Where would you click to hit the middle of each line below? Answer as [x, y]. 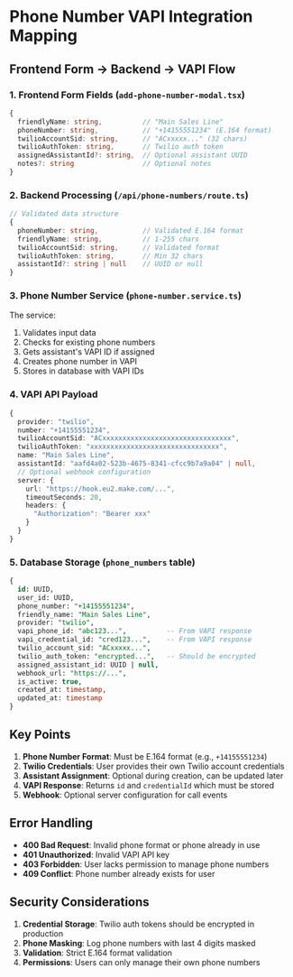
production [43, 933]
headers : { [46, 506]
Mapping [44, 36]
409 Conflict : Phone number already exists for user [119, 873]
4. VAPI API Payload [54, 394]
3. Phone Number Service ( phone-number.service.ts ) [125, 296]
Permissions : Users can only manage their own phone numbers [141, 962]
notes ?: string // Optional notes [114, 164]
